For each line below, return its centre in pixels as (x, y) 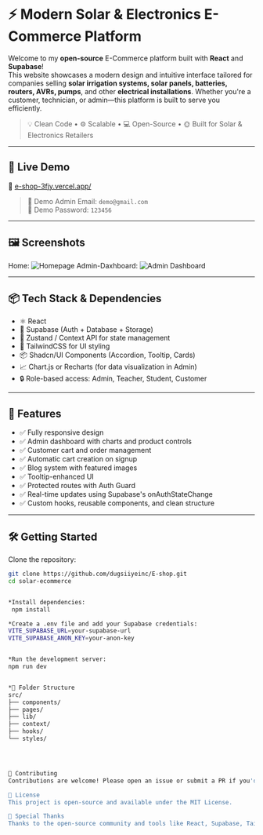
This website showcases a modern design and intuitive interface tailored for (130, 75)
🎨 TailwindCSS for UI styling (65, 346)
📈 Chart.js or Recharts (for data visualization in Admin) (108, 367)
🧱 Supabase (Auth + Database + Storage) (86, 330)
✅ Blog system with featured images (78, 468)
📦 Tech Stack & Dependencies (85, 298)
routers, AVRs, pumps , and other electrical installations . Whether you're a (130, 91)
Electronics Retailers (60, 135)
